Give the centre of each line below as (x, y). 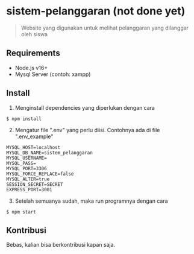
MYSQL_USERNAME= (27, 158)
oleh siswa (34, 34)
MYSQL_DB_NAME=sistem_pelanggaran (50, 153)
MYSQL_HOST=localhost (33, 147)
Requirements (33, 53)
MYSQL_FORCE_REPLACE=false (40, 174)
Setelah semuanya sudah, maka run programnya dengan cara (91, 201)
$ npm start (21, 212)
